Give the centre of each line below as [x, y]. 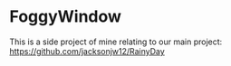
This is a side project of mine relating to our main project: [116, 42]
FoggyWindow [66, 17]
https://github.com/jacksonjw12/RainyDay [87, 51]
